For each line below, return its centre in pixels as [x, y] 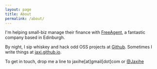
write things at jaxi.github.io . [33, 52]
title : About [18, 14]
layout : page [18, 9]
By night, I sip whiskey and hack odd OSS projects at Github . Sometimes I [78, 47]
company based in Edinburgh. [35, 37]
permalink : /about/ [25, 18]
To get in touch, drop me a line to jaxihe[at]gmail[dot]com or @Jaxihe [75, 62]
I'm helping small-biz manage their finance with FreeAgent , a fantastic [75, 33]
